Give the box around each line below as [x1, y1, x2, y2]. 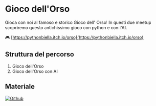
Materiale [5, 83, 35, 91]
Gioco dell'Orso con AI [12, 68, 58, 74]
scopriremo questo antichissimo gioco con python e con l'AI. [5, 24, 127, 30]
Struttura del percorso [5, 50, 74, 59]
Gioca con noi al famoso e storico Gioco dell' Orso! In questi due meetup [5, 19, 152, 25]
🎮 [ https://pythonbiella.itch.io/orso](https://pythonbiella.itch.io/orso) [5, 34, 144, 40]
